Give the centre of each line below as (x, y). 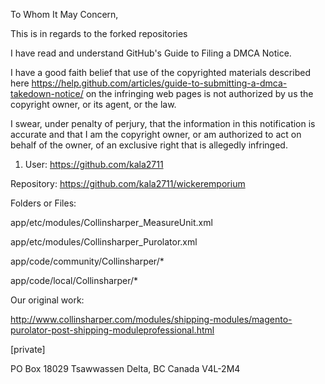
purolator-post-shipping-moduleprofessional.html (112, 330)
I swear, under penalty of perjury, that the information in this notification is (163, 123)
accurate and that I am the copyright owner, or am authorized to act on (156, 134)
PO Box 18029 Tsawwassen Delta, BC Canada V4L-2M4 (125, 368)
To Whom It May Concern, (64, 14)
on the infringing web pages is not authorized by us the (199, 93)
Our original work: (47, 300)
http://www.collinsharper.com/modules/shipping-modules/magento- (151, 319)
